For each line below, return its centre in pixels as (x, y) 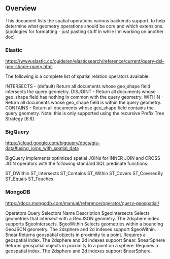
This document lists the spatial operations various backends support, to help (85, 20)
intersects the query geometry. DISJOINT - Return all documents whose (80, 92)
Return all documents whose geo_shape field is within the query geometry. (83, 103)
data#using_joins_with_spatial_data (42, 148)
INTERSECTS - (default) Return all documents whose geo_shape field (78, 87)
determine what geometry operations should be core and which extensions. (84, 26)
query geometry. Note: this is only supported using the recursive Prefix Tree (85, 113)
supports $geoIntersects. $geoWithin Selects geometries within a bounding (84, 224)
